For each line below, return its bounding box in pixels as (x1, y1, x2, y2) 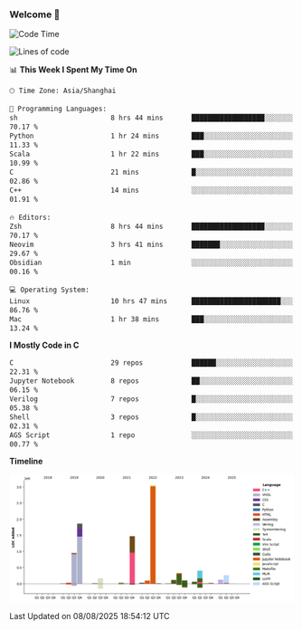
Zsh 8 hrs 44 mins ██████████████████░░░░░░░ (9, 222, 294, 232)
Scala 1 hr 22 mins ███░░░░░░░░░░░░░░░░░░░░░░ (9, 149, 294, 159)
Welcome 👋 (9, 8, 61, 21)
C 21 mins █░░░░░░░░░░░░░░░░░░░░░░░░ (9, 167, 294, 177)
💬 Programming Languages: (9, 104, 107, 114)
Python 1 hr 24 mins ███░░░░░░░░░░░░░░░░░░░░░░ (9, 131, 294, 141)
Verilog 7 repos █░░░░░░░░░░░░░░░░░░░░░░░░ (9, 395, 294, 404)
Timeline (9, 456, 43, 467)
